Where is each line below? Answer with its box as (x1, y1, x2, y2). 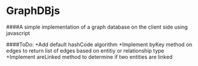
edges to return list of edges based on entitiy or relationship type (6, 47, 164, 54)
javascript (6, 29, 31, 36)
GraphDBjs (6, 4, 60, 18)
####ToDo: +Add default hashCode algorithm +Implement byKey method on (6, 41, 193, 48)
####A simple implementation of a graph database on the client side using (6, 23, 188, 30)
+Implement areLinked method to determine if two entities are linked (6, 53, 173, 60)
